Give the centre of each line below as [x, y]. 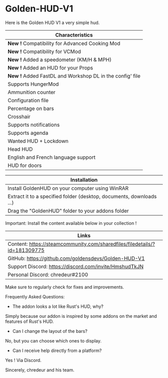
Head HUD [20, 149]
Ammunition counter [32, 92]
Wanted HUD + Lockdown [38, 141]
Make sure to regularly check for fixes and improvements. [64, 287]
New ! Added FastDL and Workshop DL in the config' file [74, 76]
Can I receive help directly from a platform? [57, 350]
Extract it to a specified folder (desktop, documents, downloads [82, 196]
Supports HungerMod [33, 84]
